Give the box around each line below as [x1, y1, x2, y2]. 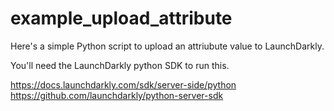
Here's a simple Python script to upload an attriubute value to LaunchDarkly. [10, 40, 325, 52]
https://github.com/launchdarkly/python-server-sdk [10, 89, 224, 101]
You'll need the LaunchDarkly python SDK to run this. [10, 59, 230, 71]
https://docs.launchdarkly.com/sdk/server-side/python [10, 78, 237, 91]
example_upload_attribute [10, 7, 233, 30]
